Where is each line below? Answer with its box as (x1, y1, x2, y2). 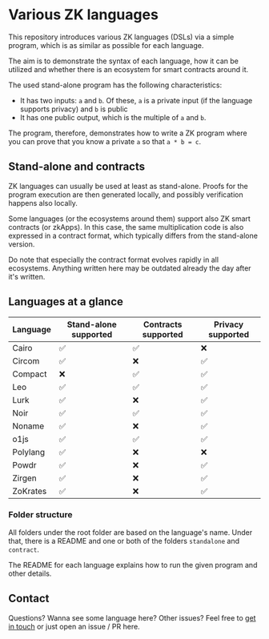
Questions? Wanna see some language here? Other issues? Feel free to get (8, 613, 256, 622)
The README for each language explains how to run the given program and (8, 560, 258, 569)
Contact (8, 592, 50, 605)
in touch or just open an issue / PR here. (8, 621, 140, 631)
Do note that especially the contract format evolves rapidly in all (8, 255, 219, 264)
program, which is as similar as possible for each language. (8, 40, 204, 50)
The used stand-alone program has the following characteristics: (8, 80, 223, 90)
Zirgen (12, 472, 38, 484)
